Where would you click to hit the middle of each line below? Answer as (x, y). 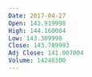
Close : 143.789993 (39, 46)
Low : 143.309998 (35, 38)
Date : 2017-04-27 (37, 16)
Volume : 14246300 (37, 61)
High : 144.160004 (37, 30)
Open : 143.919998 (37, 23)
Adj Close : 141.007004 (46, 53)
